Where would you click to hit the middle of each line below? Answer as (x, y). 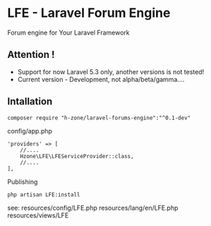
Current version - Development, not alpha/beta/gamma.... (101, 79)
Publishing (23, 182)
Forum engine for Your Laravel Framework (69, 32)
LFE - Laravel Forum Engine (89, 13)
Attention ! (31, 55)
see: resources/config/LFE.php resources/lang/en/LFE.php (93, 208)
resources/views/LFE (38, 215)
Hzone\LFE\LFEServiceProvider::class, (77, 156)
